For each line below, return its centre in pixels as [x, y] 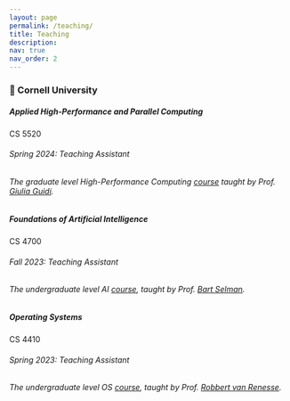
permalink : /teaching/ [51, 26]
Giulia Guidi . [32, 192]
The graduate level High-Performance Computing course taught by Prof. [142, 182]
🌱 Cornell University [53, 90]
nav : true [28, 51]
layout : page [33, 17]
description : [33, 42]
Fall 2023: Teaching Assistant [64, 262]
